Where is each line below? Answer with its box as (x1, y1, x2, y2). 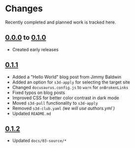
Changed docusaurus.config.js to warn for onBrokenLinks (12, 84, 129, 90)
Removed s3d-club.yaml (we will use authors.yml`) (12, 105, 115, 111)
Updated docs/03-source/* (12, 138, 67, 144)
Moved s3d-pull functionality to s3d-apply (12, 100, 98, 106)
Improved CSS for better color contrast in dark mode (12, 94, 119, 101)
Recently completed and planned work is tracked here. (5, 19, 116, 25)
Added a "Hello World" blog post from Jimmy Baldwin (12, 74, 122, 80)
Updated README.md (12, 110, 51, 116)
